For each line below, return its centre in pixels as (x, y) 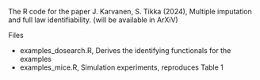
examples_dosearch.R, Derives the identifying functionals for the (125, 50)
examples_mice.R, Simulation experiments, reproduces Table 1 (122, 67)
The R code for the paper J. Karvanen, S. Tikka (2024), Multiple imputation (130, 11)
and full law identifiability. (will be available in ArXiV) (93, 20)
